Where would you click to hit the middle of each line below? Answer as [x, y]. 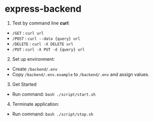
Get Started [24, 84]
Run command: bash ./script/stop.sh [53, 114]
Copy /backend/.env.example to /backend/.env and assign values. [81, 74]
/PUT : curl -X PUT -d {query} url [48, 49]
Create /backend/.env [35, 69]
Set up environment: [33, 59]
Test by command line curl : [41, 23]
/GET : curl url [28, 33]
